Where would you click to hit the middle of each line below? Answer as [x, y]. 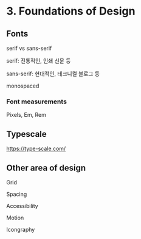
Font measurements [36, 102]
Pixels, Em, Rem [26, 115]
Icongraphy [21, 229]
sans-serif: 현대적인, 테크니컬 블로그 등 [53, 74]
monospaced [23, 86]
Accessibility [22, 206]
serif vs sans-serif [29, 48]
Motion [15, 218]
